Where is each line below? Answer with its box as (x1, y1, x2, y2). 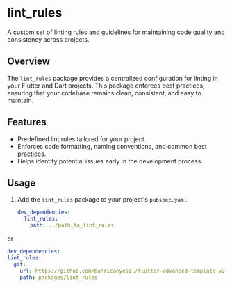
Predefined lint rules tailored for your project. (17, 134, 147, 143)
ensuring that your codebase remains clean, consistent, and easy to (7, 88, 201, 97)
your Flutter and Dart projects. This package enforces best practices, (7, 81, 205, 90)
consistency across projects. (7, 35, 90, 43)
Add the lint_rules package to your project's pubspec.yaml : (17, 195, 189, 204)
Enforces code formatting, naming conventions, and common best (17, 142, 207, 150)
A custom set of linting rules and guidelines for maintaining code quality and (7, 28, 225, 36)
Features (7, 116, 47, 128)
